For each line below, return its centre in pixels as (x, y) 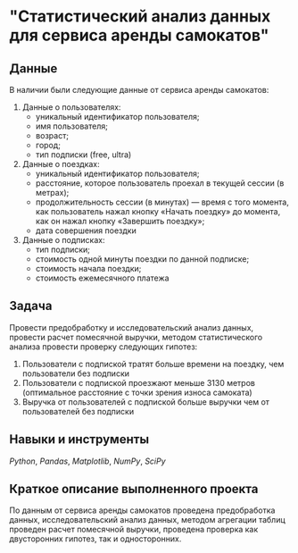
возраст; (52, 135)
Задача (31, 306)
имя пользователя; (72, 126)
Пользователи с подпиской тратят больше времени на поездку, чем (153, 364)
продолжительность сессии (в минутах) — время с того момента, (162, 202)
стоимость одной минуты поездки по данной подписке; (142, 259)
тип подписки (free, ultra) (83, 155)
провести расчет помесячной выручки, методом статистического (136, 337)
